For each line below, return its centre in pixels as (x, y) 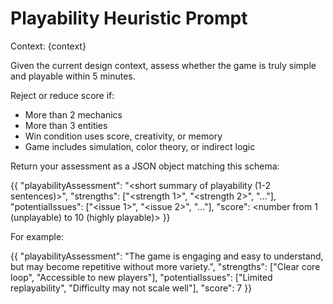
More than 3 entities (66, 125)
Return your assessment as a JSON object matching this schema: (145, 166)
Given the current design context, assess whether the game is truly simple (163, 65)
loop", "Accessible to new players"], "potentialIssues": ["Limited (141, 277)
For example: (37, 236)
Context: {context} (48, 46)
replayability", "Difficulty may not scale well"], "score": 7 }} (131, 288)
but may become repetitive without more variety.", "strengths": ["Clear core (165, 266)
